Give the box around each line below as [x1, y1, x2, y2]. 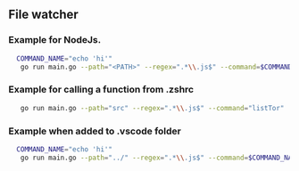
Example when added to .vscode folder [8, 125, 182, 137]
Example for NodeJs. [8, 34, 102, 46]
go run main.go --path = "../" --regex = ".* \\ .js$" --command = [20, 153, 249, 162]
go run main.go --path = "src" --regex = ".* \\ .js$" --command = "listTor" [20, 103, 285, 112]
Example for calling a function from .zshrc [8, 84, 194, 96]
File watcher [8, 7, 79, 22]
